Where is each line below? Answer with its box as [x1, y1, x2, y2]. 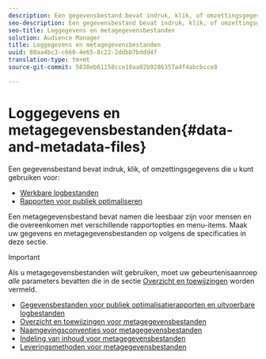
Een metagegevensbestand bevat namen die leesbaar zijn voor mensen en [8, 212, 252, 221]
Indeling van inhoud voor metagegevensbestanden [19, 334, 186, 343]
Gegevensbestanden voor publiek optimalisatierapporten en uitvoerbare [19, 300, 256, 309]
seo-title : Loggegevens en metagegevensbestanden [8, 26, 176, 34]
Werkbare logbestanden [19, 188, 99, 197]
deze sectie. [8, 237, 48, 246]
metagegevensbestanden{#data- [8, 120, 234, 139]
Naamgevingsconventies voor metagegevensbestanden [19, 325, 203, 334]
